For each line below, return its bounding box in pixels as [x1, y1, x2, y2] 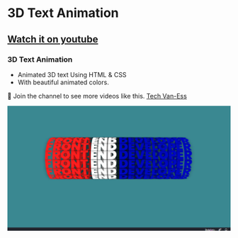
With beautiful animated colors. [17, 78, 110, 86]
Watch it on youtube [7, 33, 98, 45]
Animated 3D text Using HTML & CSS [17, 70, 127, 79]
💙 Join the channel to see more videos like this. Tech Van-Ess [7, 91, 188, 100]
